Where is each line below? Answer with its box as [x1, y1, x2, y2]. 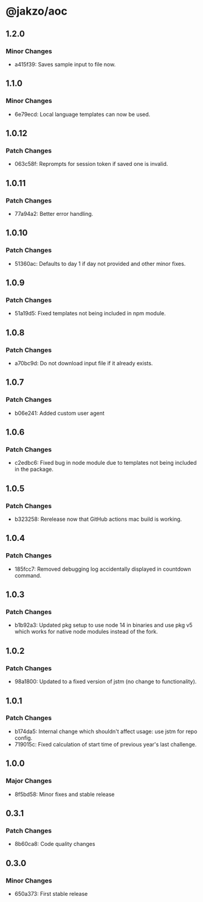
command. [14, 571, 42, 579]
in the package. [14, 465, 54, 473]
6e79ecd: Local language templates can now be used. [14, 110, 151, 118]
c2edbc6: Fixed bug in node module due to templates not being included [14, 459, 197, 467]
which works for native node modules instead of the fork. [14, 628, 159, 635]
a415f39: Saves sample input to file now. [14, 60, 116, 68]
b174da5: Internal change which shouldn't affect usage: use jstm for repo [14, 728, 198, 735]
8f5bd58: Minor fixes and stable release [14, 790, 115, 798]
